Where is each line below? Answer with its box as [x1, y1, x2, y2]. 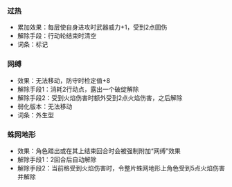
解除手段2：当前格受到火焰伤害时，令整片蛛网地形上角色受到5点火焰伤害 [17, 164, 225, 172]
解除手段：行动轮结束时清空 [17, 32, 97, 40]
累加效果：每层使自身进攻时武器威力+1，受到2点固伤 [17, 23, 168, 32]
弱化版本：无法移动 [17, 102, 73, 110]
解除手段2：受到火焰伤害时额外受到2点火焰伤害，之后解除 [17, 93, 183, 101]
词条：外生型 [17, 110, 54, 119]
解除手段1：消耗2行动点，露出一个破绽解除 [17, 85, 140, 93]
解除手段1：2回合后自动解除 [17, 155, 97, 164]
